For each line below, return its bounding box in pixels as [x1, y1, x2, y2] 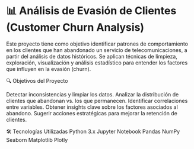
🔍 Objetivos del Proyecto [6, 77, 68, 84]
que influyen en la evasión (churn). [6, 65, 91, 72]
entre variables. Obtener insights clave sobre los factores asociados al [6, 103, 178, 111]
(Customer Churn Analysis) [6, 21, 144, 34]
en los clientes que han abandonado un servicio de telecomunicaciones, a [6, 46, 188, 53]
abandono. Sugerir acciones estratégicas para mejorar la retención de [6, 109, 178, 116]
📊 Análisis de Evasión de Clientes [6, 4, 177, 18]
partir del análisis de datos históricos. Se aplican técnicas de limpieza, [6, 53, 178, 60]
